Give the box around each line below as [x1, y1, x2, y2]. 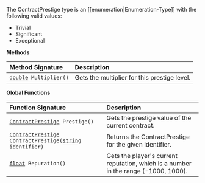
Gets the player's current [106, 152, 178, 160]
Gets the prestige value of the [106, 114, 192, 122]
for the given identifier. [106, 140, 172, 148]
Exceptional [15, 37, 45, 44]
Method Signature [9, 63, 63, 71]
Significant [15, 30, 43, 38]
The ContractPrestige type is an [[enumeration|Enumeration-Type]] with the [6, 6, 197, 13]
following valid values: [6, 12, 62, 19]
